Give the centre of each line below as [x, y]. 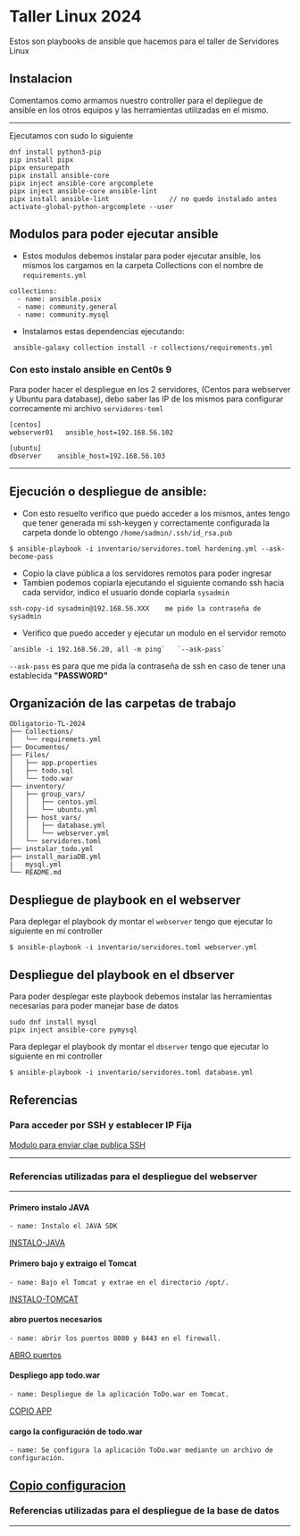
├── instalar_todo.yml [51, 849]
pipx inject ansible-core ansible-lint [83, 191]
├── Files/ [29, 755]
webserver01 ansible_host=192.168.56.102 [92, 432]
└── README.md [36, 873]
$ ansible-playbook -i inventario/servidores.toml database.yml [131, 1073]
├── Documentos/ [39, 747]
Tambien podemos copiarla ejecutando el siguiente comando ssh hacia [153, 582]
